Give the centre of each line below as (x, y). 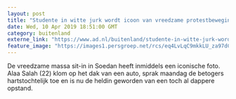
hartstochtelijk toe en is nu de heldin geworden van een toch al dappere (111, 81)
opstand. (20, 88)
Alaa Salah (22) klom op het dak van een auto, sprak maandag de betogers (116, 73)
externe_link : (28, 40)
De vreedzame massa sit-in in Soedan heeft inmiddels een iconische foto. (114, 66)
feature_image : (29, 46)
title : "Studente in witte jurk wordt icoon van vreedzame (96, 20)
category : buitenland (39, 33)
